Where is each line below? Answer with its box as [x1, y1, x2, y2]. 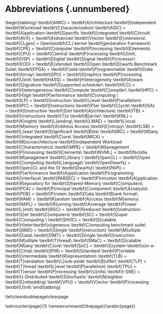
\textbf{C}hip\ [5, 248, 33, 253]
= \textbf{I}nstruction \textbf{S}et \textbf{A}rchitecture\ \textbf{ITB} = [5, 107, 145, 113]
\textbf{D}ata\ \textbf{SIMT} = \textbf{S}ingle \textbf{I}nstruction [5, 232, 135, 238]
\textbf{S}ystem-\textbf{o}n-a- [93, 243, 156, 249]
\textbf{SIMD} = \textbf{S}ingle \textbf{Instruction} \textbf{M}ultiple [5, 227, 141, 233]
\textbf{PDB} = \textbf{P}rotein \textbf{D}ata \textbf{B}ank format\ [5, 190, 138, 196]
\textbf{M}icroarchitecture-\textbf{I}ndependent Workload [5, 139, 122, 145]
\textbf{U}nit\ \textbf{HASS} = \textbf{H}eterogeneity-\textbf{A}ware [5, 77, 143, 83]
